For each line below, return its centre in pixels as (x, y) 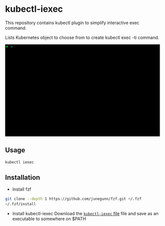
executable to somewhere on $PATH (49, 219)
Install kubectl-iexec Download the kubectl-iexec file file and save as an (85, 214)
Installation (23, 178)
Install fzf (22, 189)
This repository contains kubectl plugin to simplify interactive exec (72, 23)
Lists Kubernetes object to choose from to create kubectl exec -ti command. (82, 37)
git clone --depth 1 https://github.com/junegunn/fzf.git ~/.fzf (73, 199)
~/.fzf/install (21, 204)
